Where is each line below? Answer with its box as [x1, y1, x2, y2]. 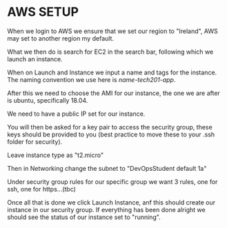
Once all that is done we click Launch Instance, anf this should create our [7, 198, 216, 207]
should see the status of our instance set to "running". [7, 213, 161, 221]
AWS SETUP [7, 4, 79, 20]
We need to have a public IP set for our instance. [7, 110, 146, 118]
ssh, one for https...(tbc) [7, 185, 76, 193]
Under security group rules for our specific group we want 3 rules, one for [7, 177, 218, 186]
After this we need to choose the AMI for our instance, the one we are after [7, 89, 221, 97]
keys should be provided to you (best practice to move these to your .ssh [7, 130, 215, 138]
